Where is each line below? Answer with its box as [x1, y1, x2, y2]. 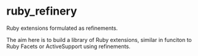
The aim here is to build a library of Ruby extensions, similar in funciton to [6, 36, 192, 43]
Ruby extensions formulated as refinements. [6, 24, 118, 32]
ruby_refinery [6, 4, 78, 18]
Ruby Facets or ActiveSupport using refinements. [6, 43, 131, 50]
